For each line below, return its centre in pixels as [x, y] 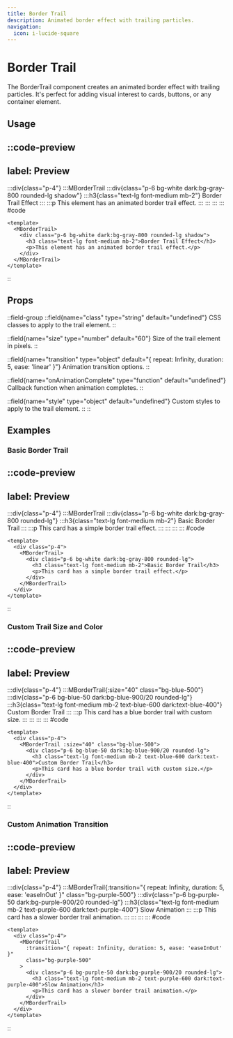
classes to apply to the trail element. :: [62, 324]
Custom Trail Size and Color [55, 627]
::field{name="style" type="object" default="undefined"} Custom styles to [114, 401]
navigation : [24, 27]
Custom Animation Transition [58, 825]
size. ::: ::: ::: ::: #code [38, 720]
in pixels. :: [23, 345]
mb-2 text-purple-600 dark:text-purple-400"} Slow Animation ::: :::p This [112, 910]
